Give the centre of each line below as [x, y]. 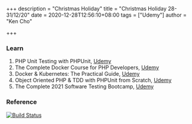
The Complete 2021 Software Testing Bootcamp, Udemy [84, 86]
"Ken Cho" [19, 21]
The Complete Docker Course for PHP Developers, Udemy [87, 67]
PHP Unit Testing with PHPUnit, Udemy [63, 61]
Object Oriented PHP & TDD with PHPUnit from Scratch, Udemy [93, 80]
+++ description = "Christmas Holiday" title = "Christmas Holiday [86, 9]
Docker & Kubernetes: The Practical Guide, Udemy [77, 74]
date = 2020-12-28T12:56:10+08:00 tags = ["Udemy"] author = [109, 15]
